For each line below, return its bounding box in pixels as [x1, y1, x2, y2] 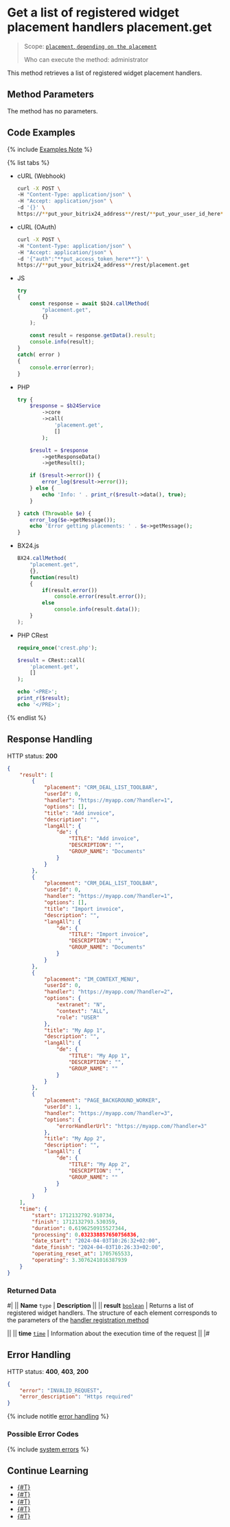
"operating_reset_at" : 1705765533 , [32, 1250, 134, 1258]
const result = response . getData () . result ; [30, 332, 157, 339]
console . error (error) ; [30, 364, 95, 371]
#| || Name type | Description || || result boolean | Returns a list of [7, 1301, 194, 1309]
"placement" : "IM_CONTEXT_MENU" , [43, 975, 139, 983]
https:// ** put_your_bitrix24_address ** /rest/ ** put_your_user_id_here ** [16, 211, 227, 218]
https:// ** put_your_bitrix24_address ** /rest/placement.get [16, 262, 190, 269]
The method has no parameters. [7, 106, 98, 115]
